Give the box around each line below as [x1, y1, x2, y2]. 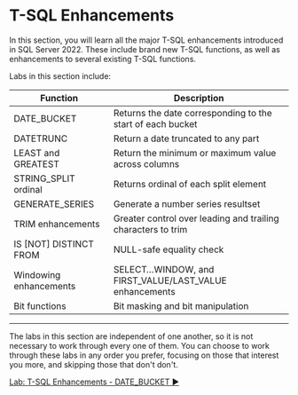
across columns [113, 157, 180, 170]
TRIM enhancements [13, 217, 100, 230]
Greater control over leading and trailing [113, 212, 279, 225]
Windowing [13, 268, 61, 280]
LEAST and [13, 146, 60, 159]
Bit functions [13, 299, 67, 312]
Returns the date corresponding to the [113, 107, 272, 119]
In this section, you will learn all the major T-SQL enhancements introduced [9, 35, 284, 45]
